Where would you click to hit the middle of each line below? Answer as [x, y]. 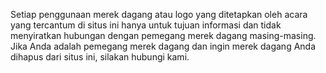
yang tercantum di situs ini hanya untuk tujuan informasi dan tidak [146, 25]
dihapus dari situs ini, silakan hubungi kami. [100, 57]
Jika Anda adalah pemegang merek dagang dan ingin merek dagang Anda [163, 46]
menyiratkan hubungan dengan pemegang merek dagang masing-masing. [163, 35]
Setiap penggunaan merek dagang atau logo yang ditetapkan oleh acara [159, 14]
